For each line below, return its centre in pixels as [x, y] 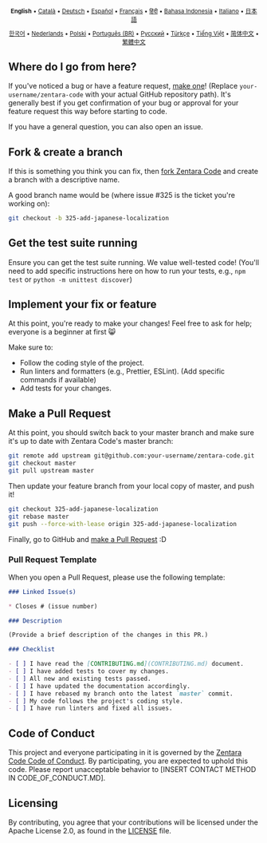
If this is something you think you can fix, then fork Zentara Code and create [133, 171]
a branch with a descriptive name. [64, 180]
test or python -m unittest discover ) [71, 279]
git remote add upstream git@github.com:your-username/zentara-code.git [132, 456]
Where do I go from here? [73, 67]
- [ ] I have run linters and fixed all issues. [90, 708]
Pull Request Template [53, 560]
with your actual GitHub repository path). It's [158, 94]
